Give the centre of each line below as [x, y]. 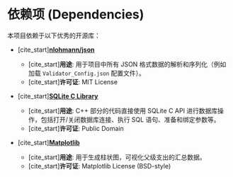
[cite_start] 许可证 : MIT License [73, 81]
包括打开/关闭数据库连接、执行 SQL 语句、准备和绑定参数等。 [131, 119]
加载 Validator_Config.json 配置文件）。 [86, 73]
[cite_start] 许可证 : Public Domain [76, 128]
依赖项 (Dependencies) [76, 15]
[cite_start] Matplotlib [49, 142]
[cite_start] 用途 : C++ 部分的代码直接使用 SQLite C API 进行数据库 [123, 110]
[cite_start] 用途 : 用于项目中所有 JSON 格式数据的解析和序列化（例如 [127, 64]
